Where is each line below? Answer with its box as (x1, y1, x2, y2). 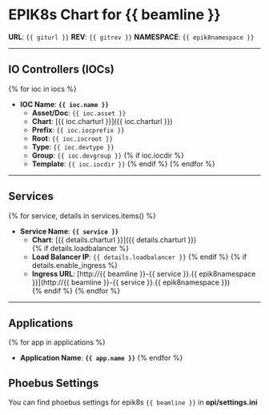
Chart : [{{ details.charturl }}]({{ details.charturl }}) (31, 234, 197, 245)
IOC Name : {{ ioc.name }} (19, 99, 110, 109)
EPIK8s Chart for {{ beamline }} (8, 6, 222, 24)
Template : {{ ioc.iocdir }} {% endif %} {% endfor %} (31, 158, 216, 169)
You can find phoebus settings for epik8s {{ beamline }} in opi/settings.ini (8, 397, 258, 407)
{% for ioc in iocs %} (8, 84, 78, 94)
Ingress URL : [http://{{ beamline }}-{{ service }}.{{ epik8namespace (31, 269, 256, 278)
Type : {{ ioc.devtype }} (31, 142, 114, 151)
